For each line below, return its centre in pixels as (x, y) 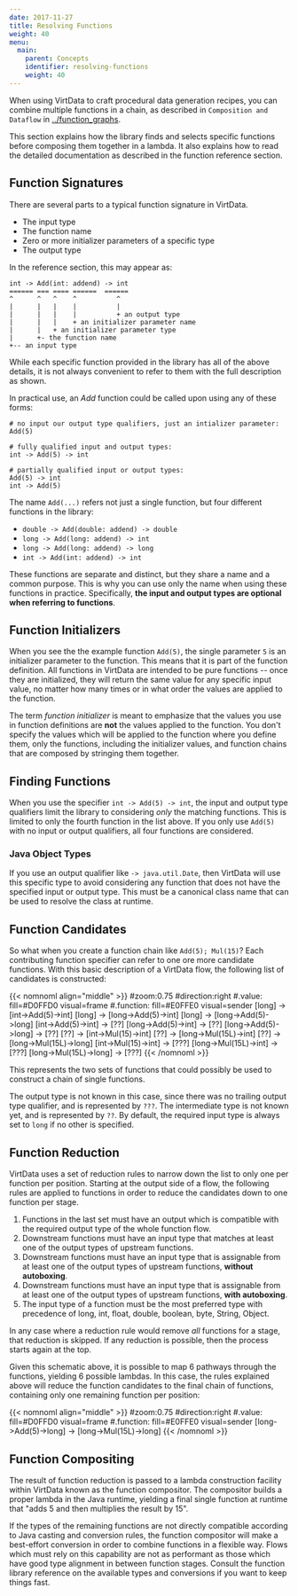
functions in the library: (52, 512)
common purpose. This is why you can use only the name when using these (148, 583)
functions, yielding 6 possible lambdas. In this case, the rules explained (140, 1376)
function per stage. (44, 1202)
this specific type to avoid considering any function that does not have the (145, 882)
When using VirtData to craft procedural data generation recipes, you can (143, 100)
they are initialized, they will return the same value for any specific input (141, 680)
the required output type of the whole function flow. (116, 1229)
